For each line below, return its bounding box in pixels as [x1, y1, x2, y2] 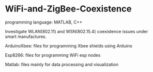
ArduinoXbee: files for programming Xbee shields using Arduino [5, 43, 133, 48]
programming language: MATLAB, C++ [5, 19, 83, 25]
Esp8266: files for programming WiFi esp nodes [5, 52, 101, 58]
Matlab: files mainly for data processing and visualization [5, 61, 119, 67]
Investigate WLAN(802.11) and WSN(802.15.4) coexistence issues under [5, 28, 149, 34]
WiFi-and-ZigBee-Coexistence [5, 3, 132, 14]
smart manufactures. [5, 34, 47, 39]
